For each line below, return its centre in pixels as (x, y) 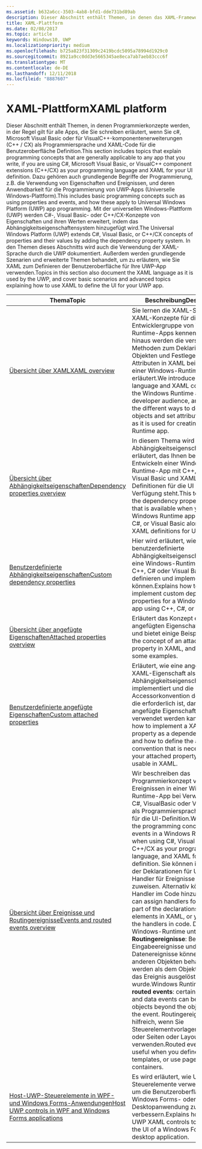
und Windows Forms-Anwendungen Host (68, 1103)
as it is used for (154, 423)
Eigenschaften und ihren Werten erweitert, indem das (72, 222)
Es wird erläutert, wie (162, 1077)
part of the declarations (165, 909)
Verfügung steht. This (162, 493)
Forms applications (36, 1118)
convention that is (157, 749)
